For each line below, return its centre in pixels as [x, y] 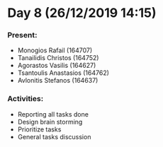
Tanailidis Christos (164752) [58, 58]
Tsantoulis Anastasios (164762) [63, 73]
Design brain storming [50, 122]
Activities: [26, 99]
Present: [22, 35]
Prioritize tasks [39, 129]
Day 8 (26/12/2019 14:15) [82, 13]
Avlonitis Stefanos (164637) [58, 81]
